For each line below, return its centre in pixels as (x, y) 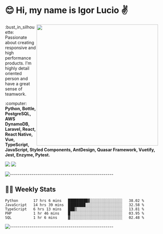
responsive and (21, 47)
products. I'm (18, 63)
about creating (20, 42)
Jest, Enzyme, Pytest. (28, 155)
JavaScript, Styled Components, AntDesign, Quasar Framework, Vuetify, (80, 150)
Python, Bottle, (20, 109)
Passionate (16, 37)
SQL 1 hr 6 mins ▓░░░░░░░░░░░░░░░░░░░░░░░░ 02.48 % (75, 218)
